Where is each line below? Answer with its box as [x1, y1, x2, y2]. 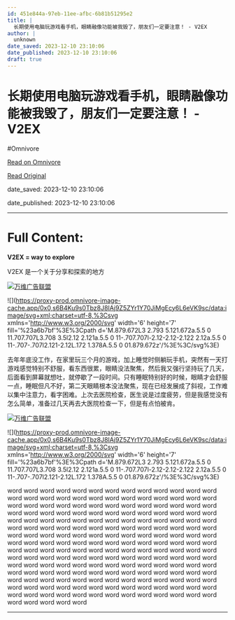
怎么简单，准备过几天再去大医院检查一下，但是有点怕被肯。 [7, 399, 179, 407]
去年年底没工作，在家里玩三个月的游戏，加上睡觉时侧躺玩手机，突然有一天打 [7, 355, 228, 364]
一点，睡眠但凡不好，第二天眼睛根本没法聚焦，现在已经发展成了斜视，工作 [7, 381, 222, 390]
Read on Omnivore [7, 158, 61, 166]
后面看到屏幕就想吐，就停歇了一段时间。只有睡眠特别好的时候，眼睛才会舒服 [7, 373, 228, 381]
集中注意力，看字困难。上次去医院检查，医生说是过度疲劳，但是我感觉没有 [13, 390, 228, 399]
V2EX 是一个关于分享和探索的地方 [7, 267, 105, 275]
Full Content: [7, 229, 84, 245]
